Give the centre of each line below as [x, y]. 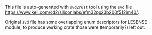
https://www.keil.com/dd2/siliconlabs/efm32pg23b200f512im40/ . [72, 12]
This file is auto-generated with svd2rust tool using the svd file [69, 7]
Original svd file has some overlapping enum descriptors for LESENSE [76, 22]
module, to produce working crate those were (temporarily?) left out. [75, 27]
